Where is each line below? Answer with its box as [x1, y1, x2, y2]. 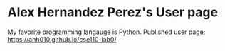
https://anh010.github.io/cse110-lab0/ [7, 35, 117, 43]
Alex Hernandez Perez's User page [7, 4, 219, 21]
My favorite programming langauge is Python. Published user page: [7, 28, 206, 36]
